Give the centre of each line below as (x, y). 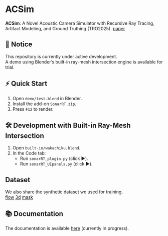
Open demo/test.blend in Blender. (47, 98)
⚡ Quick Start (26, 84)
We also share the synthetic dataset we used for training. (64, 192)
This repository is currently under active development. (61, 56)
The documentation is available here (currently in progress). (67, 228)
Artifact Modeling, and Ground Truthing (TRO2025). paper (65, 28)
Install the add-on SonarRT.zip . (44, 104)
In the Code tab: (29, 153)
